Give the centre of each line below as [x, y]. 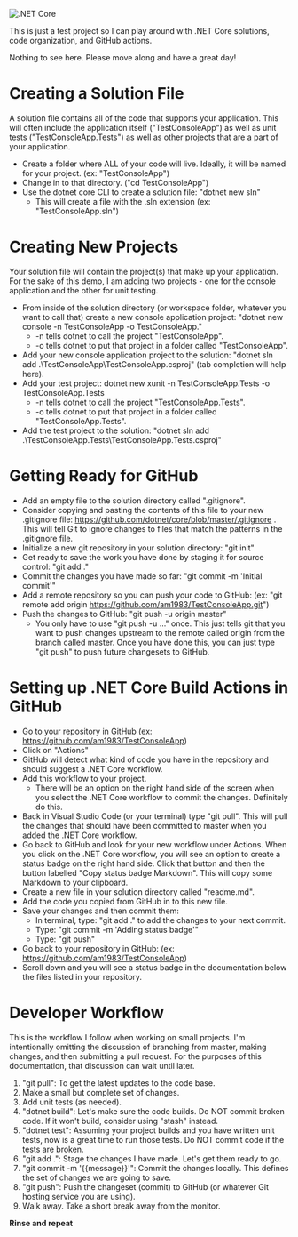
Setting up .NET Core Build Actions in [149, 687]
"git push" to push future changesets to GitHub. [122, 651]
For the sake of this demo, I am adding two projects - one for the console [143, 281]
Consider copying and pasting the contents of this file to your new [143, 510]
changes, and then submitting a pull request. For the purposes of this [135, 1056]
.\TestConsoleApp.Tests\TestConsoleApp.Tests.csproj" [122, 439]
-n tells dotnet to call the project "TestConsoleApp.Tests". [140, 402]
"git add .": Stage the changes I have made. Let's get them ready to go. [152, 1158]
